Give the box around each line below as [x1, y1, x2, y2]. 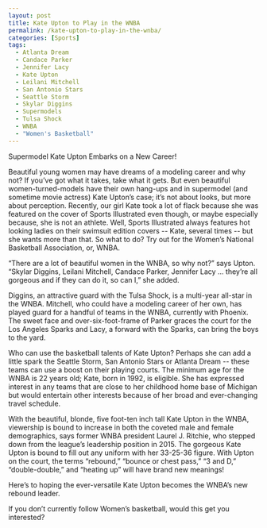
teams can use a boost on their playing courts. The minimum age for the [8, 364, 245, 374]
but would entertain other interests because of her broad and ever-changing [8, 390, 258, 399]
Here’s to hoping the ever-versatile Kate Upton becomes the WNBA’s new [8, 480, 248, 489]
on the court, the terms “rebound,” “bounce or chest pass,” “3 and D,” [8, 456, 237, 465]
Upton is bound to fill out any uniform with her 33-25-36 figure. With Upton [8, 448, 254, 457]
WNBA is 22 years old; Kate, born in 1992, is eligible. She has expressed [8, 373, 245, 383]
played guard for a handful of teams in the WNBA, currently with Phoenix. [8, 307, 249, 317]
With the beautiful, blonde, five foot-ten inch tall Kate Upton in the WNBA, [8, 414, 250, 423]
